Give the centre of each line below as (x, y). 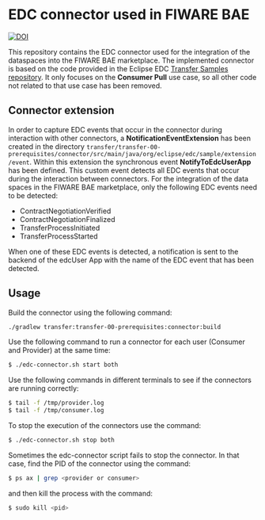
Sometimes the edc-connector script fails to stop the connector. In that (124, 455)
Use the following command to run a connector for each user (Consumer (127, 342)
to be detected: (33, 195)
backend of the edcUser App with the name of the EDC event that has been (131, 260)
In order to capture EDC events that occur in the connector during (115, 129)
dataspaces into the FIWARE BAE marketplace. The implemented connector (131, 60)
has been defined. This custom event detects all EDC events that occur (124, 170)
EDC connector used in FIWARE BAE (129, 15)
